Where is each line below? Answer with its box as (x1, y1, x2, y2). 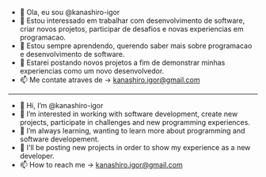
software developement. (19, 134, 100, 144)
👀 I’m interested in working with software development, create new (19, 109, 238, 119)
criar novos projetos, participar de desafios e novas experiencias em (19, 24, 244, 33)
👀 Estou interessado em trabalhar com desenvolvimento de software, (19, 16, 245, 25)
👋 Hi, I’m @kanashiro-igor (19, 101, 104, 110)
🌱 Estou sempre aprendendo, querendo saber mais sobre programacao (19, 41, 253, 51)
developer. (19, 151, 55, 160)
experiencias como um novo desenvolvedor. (19, 66, 165, 75)
